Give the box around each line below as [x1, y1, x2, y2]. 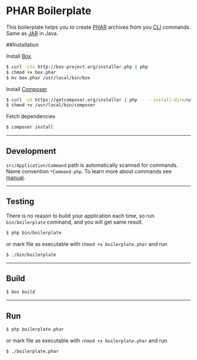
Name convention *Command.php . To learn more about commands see [6, 168, 172, 174]
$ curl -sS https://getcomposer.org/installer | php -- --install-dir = [6, 97, 185, 103]
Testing [6, 197, 35, 207]
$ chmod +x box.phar [6, 69, 57, 75]
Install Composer [6, 85, 47, 92]
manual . [6, 174, 25, 181]
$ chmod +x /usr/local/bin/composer [6, 102, 96, 108]
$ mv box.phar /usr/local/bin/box [6, 75, 91, 80]
